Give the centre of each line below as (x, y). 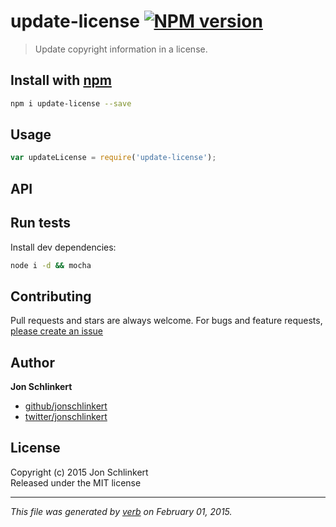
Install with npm (61, 80)
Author (32, 362)
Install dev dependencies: (63, 247)
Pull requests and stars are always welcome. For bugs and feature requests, (166, 321)
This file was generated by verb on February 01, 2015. (121, 511)
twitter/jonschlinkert (66, 417)
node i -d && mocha (51, 265)
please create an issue (57, 331)
